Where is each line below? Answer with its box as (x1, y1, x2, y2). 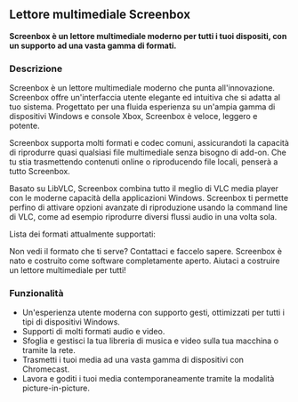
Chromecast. (21, 364, 70, 374)
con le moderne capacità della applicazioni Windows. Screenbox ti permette (9, 193, 289, 204)
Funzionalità (9, 287, 64, 300)
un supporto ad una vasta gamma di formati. (9, 40, 177, 51)
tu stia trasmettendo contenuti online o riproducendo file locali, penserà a (9, 157, 278, 167)
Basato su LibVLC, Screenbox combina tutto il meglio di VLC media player (9, 183, 278, 194)
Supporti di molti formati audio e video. (21, 326, 165, 337)
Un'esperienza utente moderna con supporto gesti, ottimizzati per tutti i (21, 307, 285, 318)
